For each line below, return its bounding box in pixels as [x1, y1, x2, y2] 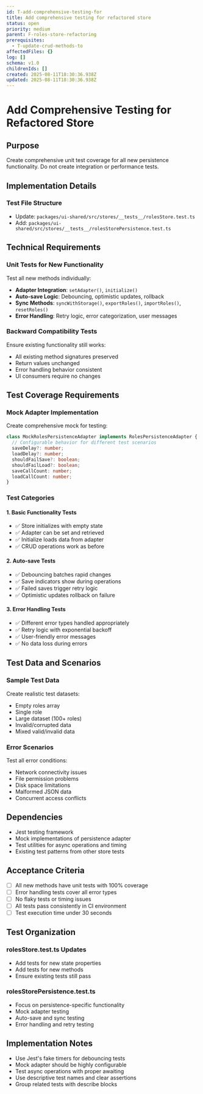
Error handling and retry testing [15, 1020, 94, 1028]
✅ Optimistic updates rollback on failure [15, 591, 116, 599]
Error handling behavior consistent [15, 366, 102, 373]
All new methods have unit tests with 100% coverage [15, 881, 148, 889]
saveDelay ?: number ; [12, 446, 64, 452]
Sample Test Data [6, 676, 60, 684]
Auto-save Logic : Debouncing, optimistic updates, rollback [15, 293, 165, 300]
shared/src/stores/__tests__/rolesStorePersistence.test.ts [15, 226, 171, 232]
